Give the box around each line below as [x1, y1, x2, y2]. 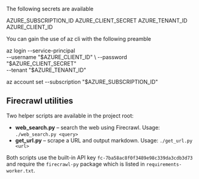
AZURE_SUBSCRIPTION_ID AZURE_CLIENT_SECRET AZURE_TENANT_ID [6, 17, 187, 24]
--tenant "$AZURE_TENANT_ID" [6, 66, 86, 74]
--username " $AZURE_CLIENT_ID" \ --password [6, 54, 128, 60]
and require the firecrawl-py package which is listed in [6, 160, 145, 167]
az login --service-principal [6, 47, 75, 54]
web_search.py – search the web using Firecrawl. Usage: [15, 124, 160, 131]
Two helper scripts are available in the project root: [6, 112, 134, 119]
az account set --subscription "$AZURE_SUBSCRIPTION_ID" [6, 79, 158, 85]
